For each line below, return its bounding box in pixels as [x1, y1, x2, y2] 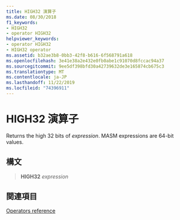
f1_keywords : [6, 19, 38, 25]
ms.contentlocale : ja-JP [6, 74, 67, 80]
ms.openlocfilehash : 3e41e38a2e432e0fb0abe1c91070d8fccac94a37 [6, 58, 165, 64]
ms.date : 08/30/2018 [6, 14, 57, 20]
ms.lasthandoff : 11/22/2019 [6, 80, 75, 86]
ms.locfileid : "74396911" [6, 85, 69, 91]
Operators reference [6, 207, 56, 215]
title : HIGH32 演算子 [6, 8, 56, 15]
